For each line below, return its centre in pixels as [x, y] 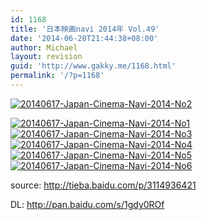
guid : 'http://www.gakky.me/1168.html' [93, 66]
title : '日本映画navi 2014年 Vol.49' [85, 29]
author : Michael [44, 47]
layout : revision [46, 57]
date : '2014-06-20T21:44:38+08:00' [84, 38]
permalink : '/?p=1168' [57, 76]
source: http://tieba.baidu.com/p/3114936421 [103, 185]
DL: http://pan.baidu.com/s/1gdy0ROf [87, 204]
